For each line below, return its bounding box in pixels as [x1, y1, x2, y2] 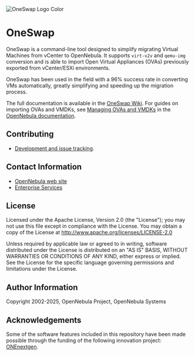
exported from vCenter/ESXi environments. [6, 64, 110, 71]
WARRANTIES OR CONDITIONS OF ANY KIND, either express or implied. [6, 253, 181, 260]
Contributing [6, 129, 54, 139]
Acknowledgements [6, 315, 82, 325]
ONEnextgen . [6, 343, 39, 350]
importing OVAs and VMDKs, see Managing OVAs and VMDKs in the [6, 106, 172, 113]
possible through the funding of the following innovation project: [6, 337, 162, 344]
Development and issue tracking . [14, 145, 95, 152]
